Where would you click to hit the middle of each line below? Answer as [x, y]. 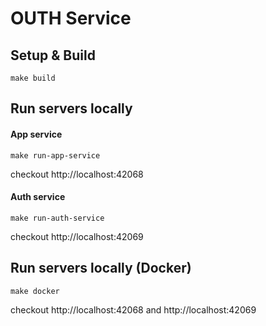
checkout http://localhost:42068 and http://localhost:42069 [133, 309]
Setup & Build [53, 55]
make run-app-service [55, 155]
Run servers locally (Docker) [101, 268]
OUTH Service [71, 18]
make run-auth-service [57, 218]
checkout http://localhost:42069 [77, 236]
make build [33, 78]
